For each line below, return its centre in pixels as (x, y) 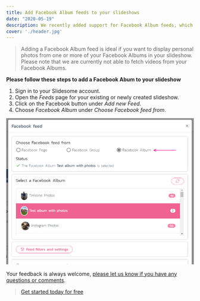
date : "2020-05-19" (30, 19)
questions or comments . (36, 280)
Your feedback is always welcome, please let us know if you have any (92, 274)
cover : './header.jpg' (34, 32)
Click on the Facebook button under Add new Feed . (78, 104)
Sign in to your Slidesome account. (57, 91)
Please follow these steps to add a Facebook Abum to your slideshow (94, 80)
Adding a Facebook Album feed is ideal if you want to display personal (107, 49)
